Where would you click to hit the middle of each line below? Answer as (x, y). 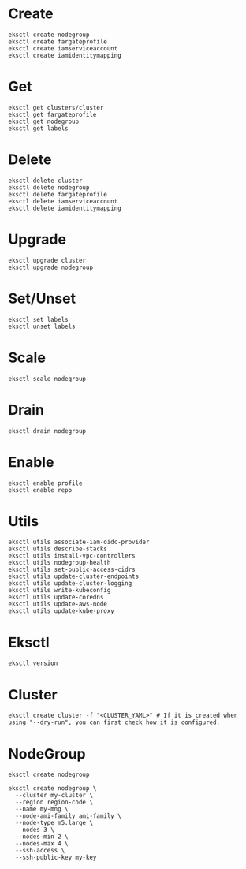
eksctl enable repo (40, 490)
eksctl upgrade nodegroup (50, 267)
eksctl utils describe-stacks (58, 549)
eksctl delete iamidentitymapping (65, 208)
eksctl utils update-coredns (56, 597)
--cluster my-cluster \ (54, 796)
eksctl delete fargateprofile (58, 194)
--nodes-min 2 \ (42, 837)
